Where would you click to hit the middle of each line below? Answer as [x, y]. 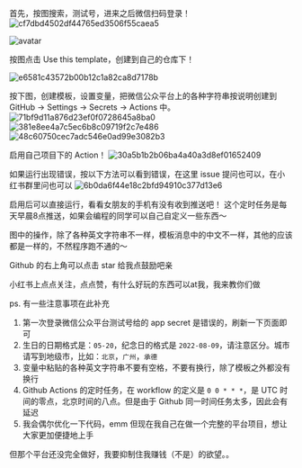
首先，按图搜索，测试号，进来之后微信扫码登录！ [100, 13]
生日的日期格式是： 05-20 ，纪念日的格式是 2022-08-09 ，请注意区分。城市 [156, 345]
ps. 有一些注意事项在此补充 [59, 303]
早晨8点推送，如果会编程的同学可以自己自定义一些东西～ [122, 216]
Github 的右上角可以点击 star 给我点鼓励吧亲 [91, 265]
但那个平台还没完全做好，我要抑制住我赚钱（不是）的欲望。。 [121, 454]
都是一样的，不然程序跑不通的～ [68, 246]
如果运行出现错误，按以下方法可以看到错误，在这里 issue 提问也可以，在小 [147, 174]
